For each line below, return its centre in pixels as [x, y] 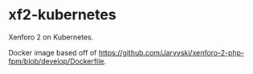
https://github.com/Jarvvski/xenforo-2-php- [171, 52]
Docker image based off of [53, 52]
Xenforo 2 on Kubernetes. [51, 37]
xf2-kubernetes [62, 15]
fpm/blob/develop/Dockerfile [56, 61]
